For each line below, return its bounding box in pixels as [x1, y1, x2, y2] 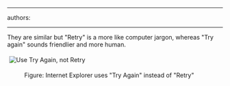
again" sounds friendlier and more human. [7, 40, 127, 48]
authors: [7, 14, 31, 21]
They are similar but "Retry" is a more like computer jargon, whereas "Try [7, 33, 214, 41]
